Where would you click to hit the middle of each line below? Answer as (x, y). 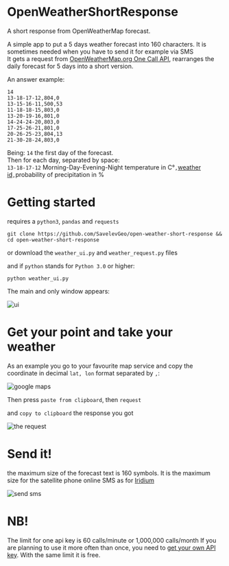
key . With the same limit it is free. (54, 555)
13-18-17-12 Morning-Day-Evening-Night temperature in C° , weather (104, 167)
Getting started (51, 202)
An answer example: (36, 79)
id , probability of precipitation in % (56, 174)
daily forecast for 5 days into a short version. (70, 66)
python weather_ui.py (38, 279)
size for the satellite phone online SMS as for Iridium (81, 480)
